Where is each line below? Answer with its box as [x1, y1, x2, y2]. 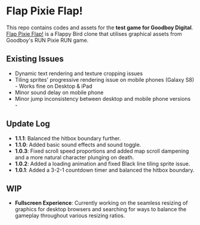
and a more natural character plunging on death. [14, 153, 134, 161]
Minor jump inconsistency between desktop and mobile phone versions [14, 95, 191, 102]
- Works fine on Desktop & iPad [14, 82, 93, 90]
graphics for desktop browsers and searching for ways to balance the [14, 206, 187, 213]
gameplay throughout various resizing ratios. [14, 212, 125, 219]
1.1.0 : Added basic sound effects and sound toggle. [14, 141, 141, 148]
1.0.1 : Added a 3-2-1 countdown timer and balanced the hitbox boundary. [14, 166, 195, 174]
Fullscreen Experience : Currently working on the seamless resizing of [14, 199, 188, 206]
